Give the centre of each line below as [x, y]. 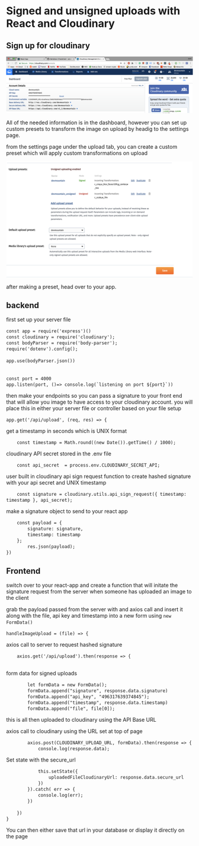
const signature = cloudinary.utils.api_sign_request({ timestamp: [102, 495]
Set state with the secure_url [41, 760]
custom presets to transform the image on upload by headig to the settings [97, 128]
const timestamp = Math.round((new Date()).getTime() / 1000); [97, 443]
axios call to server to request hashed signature [64, 645]
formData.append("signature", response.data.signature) [98, 691]
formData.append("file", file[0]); [71, 709]
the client [17, 598]
